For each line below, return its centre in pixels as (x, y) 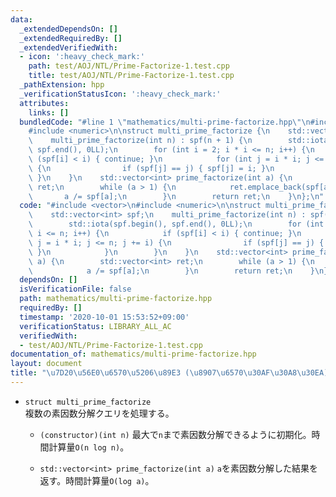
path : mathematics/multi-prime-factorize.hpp (116, 299)
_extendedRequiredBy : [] (71, 38)
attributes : (44, 103)
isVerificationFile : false (75, 289)
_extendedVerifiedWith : (68, 47)
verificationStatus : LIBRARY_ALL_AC (95, 326)
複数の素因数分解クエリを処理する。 (99, 413)
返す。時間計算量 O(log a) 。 (97, 480)
